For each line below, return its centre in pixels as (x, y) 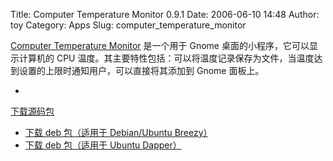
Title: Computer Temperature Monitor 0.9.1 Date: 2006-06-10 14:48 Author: (165, 14)
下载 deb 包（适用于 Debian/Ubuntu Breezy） (116, 132)
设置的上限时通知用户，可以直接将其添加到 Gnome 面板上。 (141, 70)
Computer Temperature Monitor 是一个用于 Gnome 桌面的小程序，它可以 (160, 45)
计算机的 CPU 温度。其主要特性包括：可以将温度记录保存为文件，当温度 (166, 58)
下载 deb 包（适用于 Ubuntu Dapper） (103, 145)
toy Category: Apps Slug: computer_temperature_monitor (128, 25)
